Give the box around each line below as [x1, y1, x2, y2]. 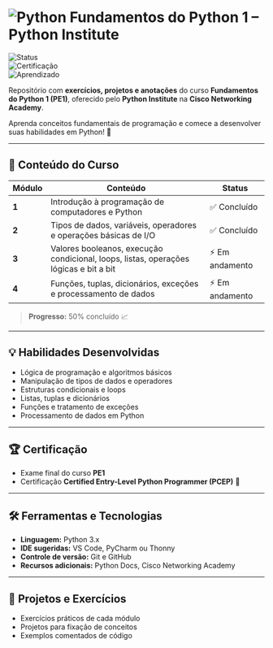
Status [222, 182, 249, 194]
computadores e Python [50, 206, 143, 217]
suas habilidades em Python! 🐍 [8, 127, 112, 137]
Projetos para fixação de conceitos [19, 622, 138, 632]
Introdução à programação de [50, 196, 165, 207]
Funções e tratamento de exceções [19, 402, 139, 411]
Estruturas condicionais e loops [19, 385, 126, 394]
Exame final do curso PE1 [19, 468, 106, 478]
